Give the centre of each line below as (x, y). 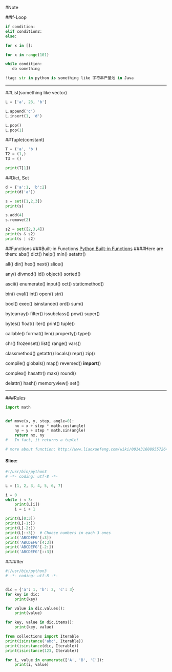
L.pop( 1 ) (15, 130)
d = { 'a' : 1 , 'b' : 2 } (26, 187)
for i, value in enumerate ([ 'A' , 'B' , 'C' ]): (55, 660)
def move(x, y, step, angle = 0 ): (40, 421)
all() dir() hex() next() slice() (35, 264)
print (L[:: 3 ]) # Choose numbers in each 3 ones (58, 533)
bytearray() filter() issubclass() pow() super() (53, 313)
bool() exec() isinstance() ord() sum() (44, 303)
